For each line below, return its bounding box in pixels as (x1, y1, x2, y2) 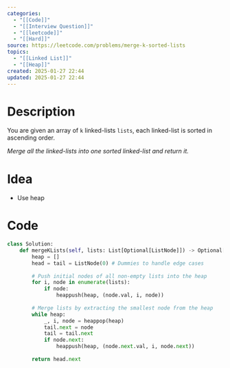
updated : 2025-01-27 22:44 (7, 74, 84, 81)
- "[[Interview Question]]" (13, 23, 94, 30)
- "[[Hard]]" (13, 36, 51, 43)
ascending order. (7, 133, 56, 142)
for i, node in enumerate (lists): (32, 279, 130, 286)
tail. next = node (43, 324, 94, 331)
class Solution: (7, 241, 54, 248)
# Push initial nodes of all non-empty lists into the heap (32, 272, 207, 279)
